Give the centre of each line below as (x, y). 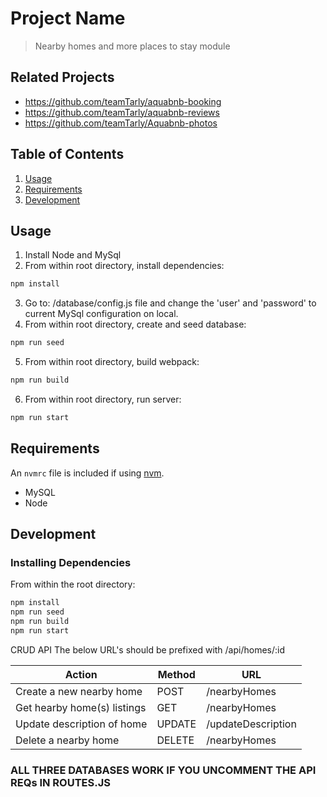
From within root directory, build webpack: (112, 362)
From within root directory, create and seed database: (135, 324)
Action (81, 674)
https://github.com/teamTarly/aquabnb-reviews (122, 112)
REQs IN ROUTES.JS (60, 782)
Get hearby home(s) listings (81, 707)
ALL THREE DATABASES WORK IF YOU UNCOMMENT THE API (163, 770)
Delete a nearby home (67, 740)
